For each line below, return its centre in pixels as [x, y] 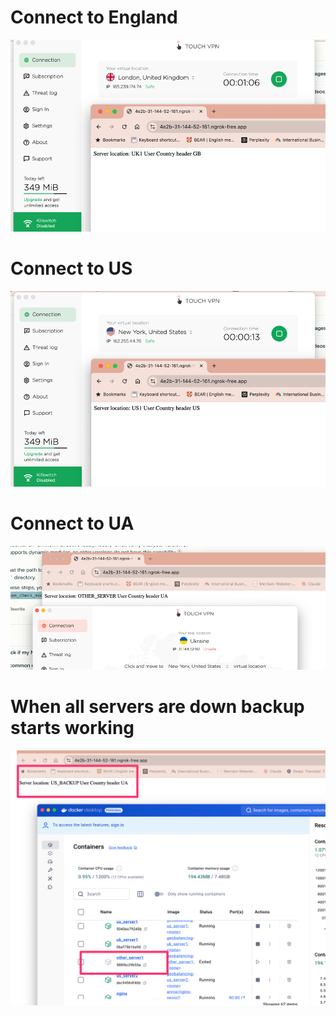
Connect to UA [72, 523]
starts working [72, 727]
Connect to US [71, 268]
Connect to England [94, 17]
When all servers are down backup [157, 706]
